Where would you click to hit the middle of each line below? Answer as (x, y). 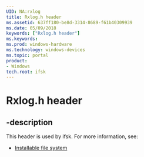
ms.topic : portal (27, 55)
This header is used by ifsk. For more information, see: (72, 136)
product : (17, 61)
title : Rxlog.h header (34, 17)
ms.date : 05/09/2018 (31, 28)
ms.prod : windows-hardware (39, 45)
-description (29, 122)
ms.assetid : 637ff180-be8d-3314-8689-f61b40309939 (69, 22)
